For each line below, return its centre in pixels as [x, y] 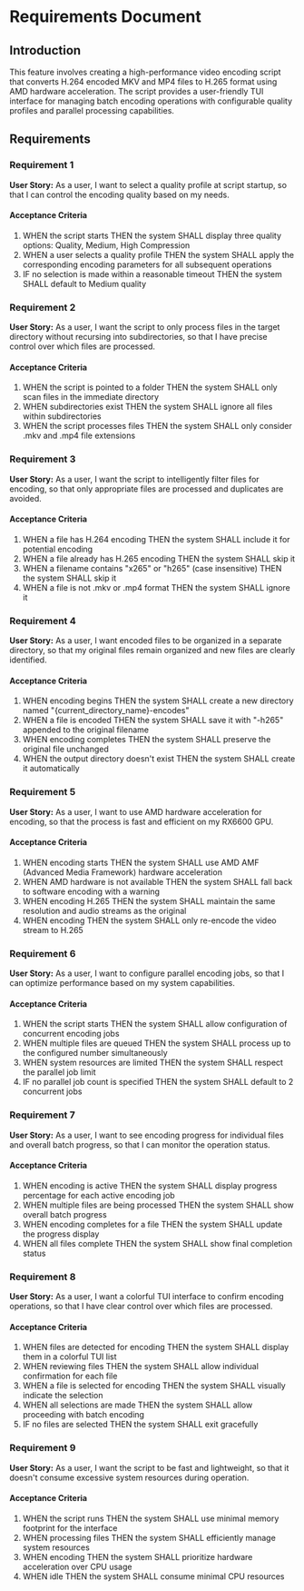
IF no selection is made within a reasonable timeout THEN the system [152, 273]
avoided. [26, 498]
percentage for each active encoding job [98, 1195]
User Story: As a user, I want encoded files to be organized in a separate [146, 641]
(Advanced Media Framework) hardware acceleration [122, 872]
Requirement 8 [43, 1277]
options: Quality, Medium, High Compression [106, 245]
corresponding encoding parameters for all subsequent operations [147, 264]
